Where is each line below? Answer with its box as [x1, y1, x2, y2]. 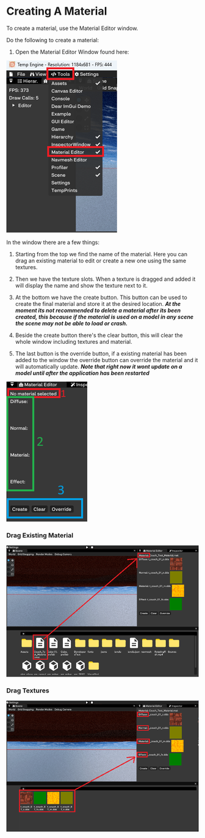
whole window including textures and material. [15, 338, 132, 345]
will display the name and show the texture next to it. [15, 281, 148, 289]
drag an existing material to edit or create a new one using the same [15, 257, 187, 264]
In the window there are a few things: [6, 239, 99, 246]
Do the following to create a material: [6, 36, 99, 43]
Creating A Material [6, 4, 107, 18]
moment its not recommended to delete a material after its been [15, 306, 181, 314]
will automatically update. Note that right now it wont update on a [15, 363, 182, 370]
